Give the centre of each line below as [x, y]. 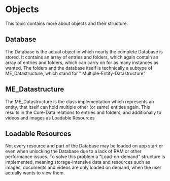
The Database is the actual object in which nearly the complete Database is [84, 51]
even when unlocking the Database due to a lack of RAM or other [74, 152]
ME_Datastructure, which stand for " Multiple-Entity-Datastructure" [75, 73]
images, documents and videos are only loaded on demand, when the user [83, 168]
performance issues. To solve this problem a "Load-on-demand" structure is [85, 157]
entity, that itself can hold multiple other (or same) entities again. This [78, 107]
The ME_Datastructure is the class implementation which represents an [80, 101]
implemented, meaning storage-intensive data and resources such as [78, 162]
